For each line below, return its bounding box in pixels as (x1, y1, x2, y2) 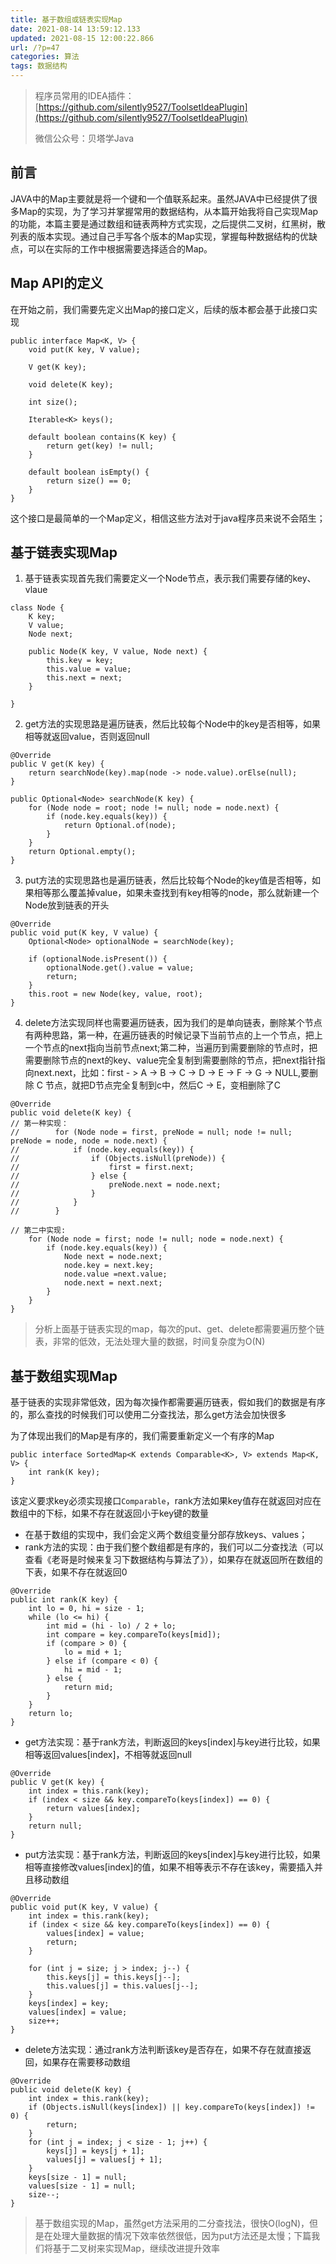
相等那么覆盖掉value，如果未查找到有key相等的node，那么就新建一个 (33, 887, 320, 899)
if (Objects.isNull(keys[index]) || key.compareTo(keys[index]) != (28, 2102, 315, 2113)
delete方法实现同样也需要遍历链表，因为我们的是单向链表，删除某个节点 (24, 1017, 323, 1029)
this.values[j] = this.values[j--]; (46, 1981, 199, 1991)
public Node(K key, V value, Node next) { (28, 647, 208, 657)
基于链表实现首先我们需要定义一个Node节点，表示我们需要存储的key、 (24, 572, 317, 585)
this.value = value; (46, 664, 132, 675)
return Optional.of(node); (63, 821, 177, 831)
